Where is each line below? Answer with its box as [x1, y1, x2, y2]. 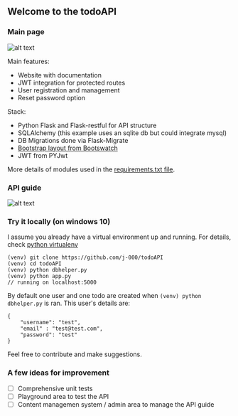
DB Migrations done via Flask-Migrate [17, 136, 129, 144]
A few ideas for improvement [7, 368, 110, 378]
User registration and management [17, 85, 120, 95]
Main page [7, 27, 45, 37]
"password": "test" [20, 331, 78, 338]
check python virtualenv [7, 240, 78, 249]
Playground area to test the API [17, 392, 109, 400]
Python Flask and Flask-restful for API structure [17, 121, 157, 129]
